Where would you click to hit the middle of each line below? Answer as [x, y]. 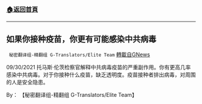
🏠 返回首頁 [22, 9]
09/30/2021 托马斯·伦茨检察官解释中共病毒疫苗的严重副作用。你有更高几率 [99, 68]
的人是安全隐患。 [27, 82]
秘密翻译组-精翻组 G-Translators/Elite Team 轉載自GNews [79, 54]
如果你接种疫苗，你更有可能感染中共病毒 [81, 39]
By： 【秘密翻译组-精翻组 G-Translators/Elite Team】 [72, 95]
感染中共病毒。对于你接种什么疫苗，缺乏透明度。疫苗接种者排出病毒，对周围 [101, 75]
